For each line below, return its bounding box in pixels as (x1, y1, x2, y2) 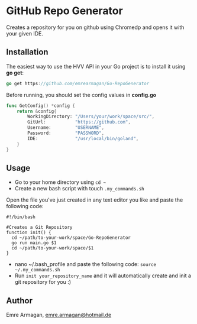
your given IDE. (6, 30, 43, 37)
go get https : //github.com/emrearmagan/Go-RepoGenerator (6, 80, 150, 86)
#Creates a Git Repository (6, 225, 73, 231)
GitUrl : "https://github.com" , (27, 119, 131, 125)
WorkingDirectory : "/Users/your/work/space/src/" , (27, 114, 155, 119)
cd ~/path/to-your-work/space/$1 (11, 245, 94, 251)
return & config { (17, 108, 57, 114)
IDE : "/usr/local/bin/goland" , (27, 135, 139, 141)
